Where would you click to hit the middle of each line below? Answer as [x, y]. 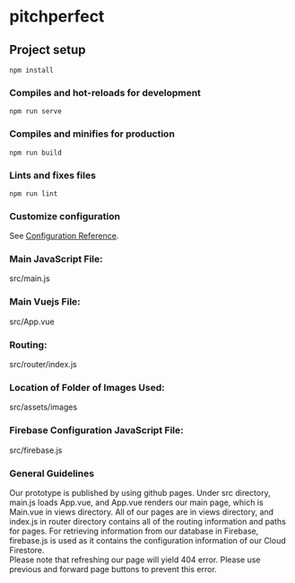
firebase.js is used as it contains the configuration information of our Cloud [148, 540]
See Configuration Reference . [64, 236]
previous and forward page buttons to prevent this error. [113, 569]
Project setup [48, 50]
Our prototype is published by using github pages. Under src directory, [140, 492]
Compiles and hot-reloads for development [105, 93]
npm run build [36, 153]
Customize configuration [65, 216]
